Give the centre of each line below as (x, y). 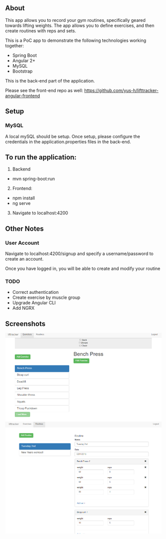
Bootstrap (22, 71)
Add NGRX (23, 308)
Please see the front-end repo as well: (44, 90)
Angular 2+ (24, 60)
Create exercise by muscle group (46, 297)
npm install (24, 198)
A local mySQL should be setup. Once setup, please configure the (73, 136)
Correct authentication (35, 292)
